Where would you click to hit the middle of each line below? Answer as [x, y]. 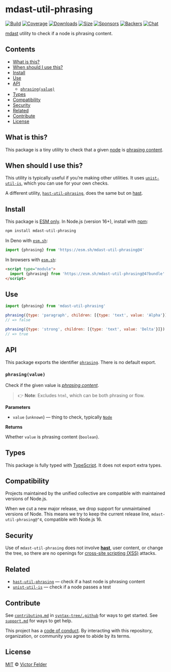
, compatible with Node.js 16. [72, 520]
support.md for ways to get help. [39, 621]
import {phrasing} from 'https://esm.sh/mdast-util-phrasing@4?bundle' [88, 274]
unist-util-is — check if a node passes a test [62, 587]
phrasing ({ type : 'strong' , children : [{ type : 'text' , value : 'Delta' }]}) [85, 329]
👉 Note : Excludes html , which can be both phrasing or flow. [81, 395]
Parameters [18, 407]
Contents [20, 49]
